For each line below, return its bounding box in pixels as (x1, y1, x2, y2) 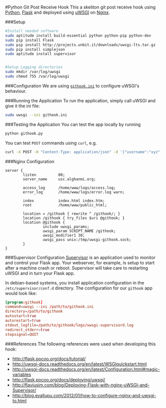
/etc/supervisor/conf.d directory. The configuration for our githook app (5, 285, 153, 291)
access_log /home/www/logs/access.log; (23, 185, 116, 190)
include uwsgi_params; (42, 224, 90, 229)
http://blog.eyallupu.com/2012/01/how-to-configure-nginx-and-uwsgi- (12, 392, 157, 398)
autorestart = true (5, 318, 41, 323)
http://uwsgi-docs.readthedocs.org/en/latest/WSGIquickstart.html (12, 361, 147, 367)
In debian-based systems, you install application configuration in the (5, 280, 145, 286)
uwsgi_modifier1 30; (42, 233, 85, 238)
